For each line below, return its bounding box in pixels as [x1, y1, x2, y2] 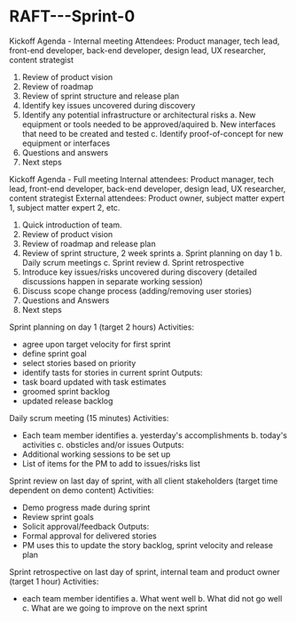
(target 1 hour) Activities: [9, 576, 99, 586]
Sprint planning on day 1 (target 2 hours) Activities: [9, 322, 195, 332]
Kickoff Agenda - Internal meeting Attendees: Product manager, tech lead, [9, 36, 281, 46]
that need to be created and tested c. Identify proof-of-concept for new [21, 128, 284, 139]
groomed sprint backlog [21, 386, 111, 396]
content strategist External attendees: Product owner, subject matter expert [9, 193, 285, 203]
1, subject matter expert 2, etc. [9, 202, 121, 212]
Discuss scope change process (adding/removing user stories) [21, 285, 253, 296]
